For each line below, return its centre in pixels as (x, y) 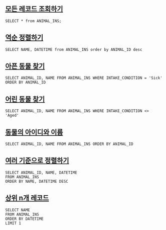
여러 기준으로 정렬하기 (37, 161)
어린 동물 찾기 (25, 99)
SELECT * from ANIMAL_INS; (33, 21)
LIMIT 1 (13, 223)
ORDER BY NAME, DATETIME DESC (37, 181)
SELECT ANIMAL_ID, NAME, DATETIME (41, 173)
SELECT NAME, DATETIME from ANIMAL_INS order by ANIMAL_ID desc (74, 49)
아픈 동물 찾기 (25, 66)
